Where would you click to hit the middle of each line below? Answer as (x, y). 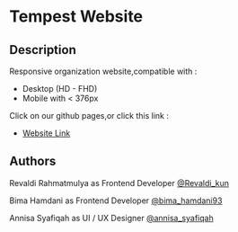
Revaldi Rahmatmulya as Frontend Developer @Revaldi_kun (119, 183)
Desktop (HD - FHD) (60, 89)
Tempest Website (76, 17)
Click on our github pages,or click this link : (89, 116)
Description (43, 50)
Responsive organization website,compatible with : (103, 71)
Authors (33, 161)
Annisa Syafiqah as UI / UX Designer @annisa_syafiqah (111, 218)
